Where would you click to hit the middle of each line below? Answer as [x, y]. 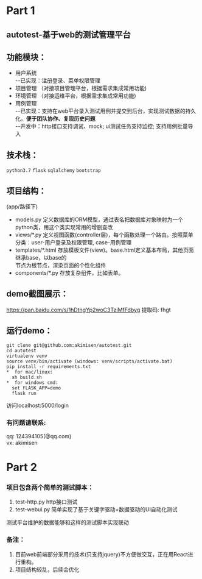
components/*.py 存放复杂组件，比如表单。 [69, 273]
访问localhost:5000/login [37, 405]
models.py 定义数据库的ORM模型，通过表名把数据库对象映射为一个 [99, 219]
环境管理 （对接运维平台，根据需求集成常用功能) [75, 96]
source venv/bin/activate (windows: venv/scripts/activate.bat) [89, 361]
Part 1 [21, 11]
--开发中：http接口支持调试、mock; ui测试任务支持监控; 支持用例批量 [102, 126]
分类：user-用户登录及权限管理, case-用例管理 [73, 243]
